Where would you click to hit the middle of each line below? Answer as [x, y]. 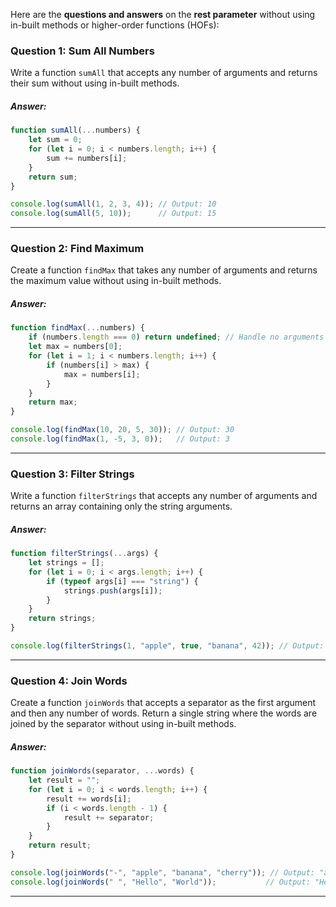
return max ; [53, 402]
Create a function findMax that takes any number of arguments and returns [164, 270]
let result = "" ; [64, 780]
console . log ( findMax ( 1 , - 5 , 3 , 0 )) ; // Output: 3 [120, 439]
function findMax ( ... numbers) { [77, 328]
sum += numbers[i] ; [87, 158]
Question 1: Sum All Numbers [82, 51]
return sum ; [53, 177]
